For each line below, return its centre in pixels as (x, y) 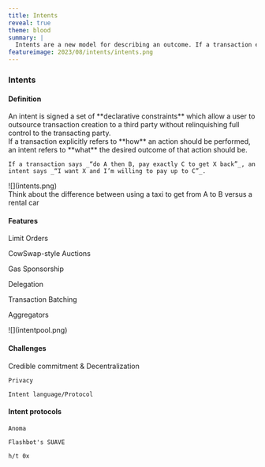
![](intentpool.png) (38, 330)
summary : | (26, 38)
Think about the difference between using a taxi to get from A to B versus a (130, 194)
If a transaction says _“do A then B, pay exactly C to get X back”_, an (132, 164)
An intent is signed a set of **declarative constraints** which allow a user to (132, 116)
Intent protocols (35, 412)
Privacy (21, 380)
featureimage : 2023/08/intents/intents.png (81, 52)
